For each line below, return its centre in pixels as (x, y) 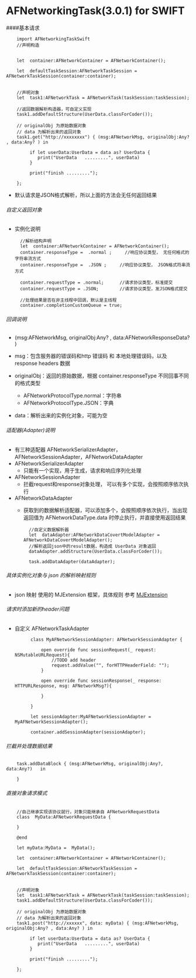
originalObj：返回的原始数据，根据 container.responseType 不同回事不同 (102, 376)
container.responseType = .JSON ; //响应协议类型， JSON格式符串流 (105, 265)
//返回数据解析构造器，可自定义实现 (54, 109)
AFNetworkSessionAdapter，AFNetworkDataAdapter (79, 457)
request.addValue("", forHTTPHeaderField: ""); (111, 665)
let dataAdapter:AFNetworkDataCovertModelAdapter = (94, 535)
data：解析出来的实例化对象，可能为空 (61, 416)
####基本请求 (23, 28)
